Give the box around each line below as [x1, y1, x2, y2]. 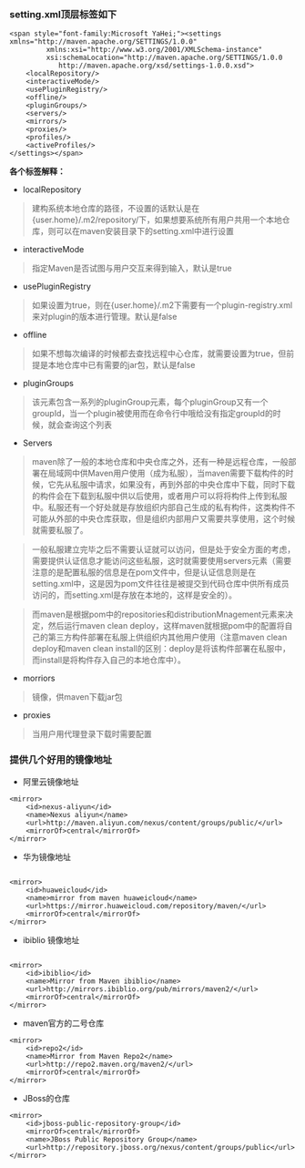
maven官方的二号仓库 [22, 1018, 105, 1029]
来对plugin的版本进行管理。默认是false [31, 312, 178, 323]
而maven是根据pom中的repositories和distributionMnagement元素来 [31, 609, 286, 620]
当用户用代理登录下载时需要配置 [31, 729, 152, 740]
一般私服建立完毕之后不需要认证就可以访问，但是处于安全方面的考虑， [31, 544, 296, 555]
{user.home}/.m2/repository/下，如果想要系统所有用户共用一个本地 [31, 214, 282, 225]
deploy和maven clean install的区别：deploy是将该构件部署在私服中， [31, 643, 291, 654]
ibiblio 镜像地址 [22, 934, 80, 945]
